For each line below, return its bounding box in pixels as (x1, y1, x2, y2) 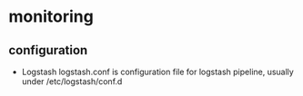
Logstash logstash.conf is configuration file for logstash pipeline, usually (21, 66, 295, 77)
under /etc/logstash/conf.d (21, 76, 123, 87)
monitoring (8, 6, 95, 27)
